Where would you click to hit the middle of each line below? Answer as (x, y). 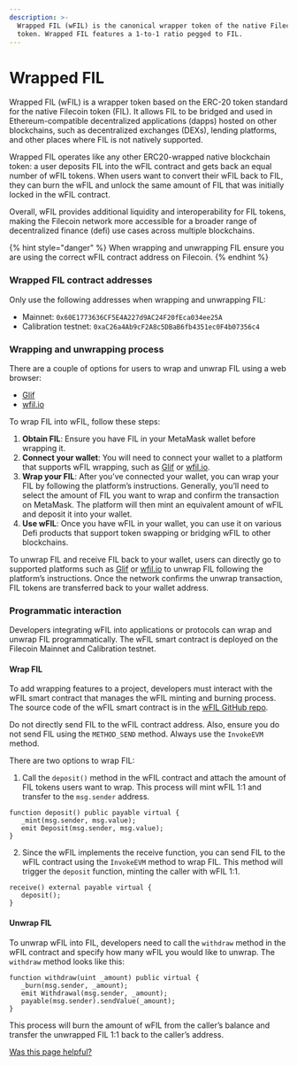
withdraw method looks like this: (67, 961)
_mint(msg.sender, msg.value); (79, 821)
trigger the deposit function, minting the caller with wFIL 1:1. (131, 871)
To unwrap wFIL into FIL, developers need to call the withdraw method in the (148, 942)
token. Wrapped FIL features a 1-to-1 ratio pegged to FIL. (130, 34)
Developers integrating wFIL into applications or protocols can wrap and (141, 630)
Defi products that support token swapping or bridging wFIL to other (146, 533)
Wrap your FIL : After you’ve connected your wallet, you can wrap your (150, 476)
